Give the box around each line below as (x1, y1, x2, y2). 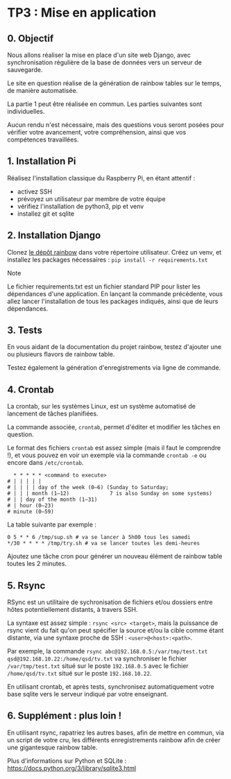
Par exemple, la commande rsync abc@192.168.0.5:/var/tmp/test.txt (7, 647, 208, 656)
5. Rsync (7, 579, 46, 591)
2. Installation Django (7, 230, 101, 241)
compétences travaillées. (7, 135, 79, 144)
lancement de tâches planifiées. (7, 409, 99, 418)
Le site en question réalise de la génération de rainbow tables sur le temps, (7, 79, 222, 87)
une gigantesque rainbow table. (7, 743, 98, 751)
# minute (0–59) (7, 508, 54, 515)
